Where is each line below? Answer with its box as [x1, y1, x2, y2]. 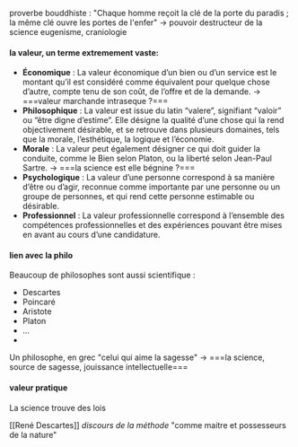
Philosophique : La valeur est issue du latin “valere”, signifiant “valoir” [22, 105, 282, 116]
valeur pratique [9, 382, 68, 393]
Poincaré [22, 296, 56, 308]
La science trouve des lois [9, 402, 106, 413]
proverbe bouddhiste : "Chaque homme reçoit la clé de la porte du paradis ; [9, 8, 289, 18]
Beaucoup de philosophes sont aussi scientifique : [9, 269, 196, 281]
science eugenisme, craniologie [9, 27, 127, 37]
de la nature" [9, 429, 57, 440]
